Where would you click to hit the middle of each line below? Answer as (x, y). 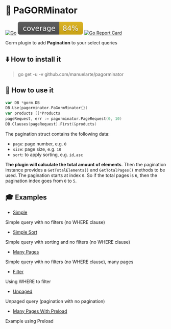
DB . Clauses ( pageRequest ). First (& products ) (51, 124)
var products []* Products (33, 113)
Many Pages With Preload (40, 311)
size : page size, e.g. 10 (37, 149)
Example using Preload (29, 321)
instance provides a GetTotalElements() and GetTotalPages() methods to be (85, 170)
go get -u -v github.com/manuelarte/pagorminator (71, 74)
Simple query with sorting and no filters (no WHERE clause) (68, 242)
